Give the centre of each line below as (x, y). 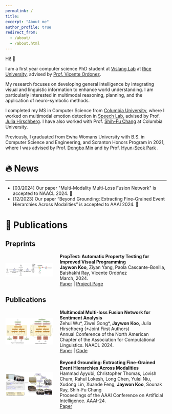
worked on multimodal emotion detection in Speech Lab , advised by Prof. (83, 116)
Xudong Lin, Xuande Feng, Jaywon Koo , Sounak (111, 384)
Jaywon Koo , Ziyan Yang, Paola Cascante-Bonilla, (112, 267)
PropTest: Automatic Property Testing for (104, 256)
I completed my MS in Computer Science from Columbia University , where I (85, 110)
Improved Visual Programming (93, 262)
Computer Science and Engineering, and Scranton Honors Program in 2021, (85, 142)
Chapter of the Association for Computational (107, 339)
